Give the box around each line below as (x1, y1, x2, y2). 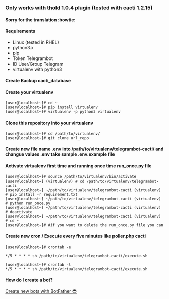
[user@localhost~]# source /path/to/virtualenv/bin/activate (5, 174, 137, 179)
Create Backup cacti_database (5, 78, 71, 84)
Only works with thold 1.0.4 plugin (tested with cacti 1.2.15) (5, 4, 153, 11)
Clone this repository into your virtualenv (5, 120, 93, 126)
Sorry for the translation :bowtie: (5, 17, 76, 23)
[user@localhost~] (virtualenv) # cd (5, 178, 85, 184)
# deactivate (5, 209, 33, 214)
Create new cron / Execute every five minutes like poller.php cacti (5, 233, 146, 240)
